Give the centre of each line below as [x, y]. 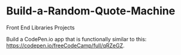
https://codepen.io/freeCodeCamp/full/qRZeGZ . [65, 45]
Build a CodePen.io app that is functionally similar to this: [76, 39]
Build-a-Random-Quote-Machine [91, 11]
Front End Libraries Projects [40, 27]
